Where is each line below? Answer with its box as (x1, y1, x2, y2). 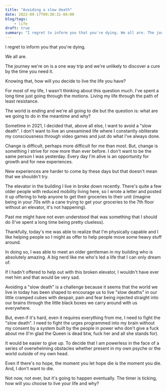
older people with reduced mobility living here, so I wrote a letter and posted (5, 189, 162, 194)
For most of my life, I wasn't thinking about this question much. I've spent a (5, 88, 159, 93)
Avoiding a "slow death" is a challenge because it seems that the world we (5, 284, 158, 290)
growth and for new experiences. (5, 159, 73, 164)
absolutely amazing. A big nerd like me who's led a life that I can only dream (5, 254, 161, 260)
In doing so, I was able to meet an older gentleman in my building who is (5, 249, 153, 255)
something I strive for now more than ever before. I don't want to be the (5, 148, 152, 154)
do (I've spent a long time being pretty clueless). (5, 219, 104, 225)
